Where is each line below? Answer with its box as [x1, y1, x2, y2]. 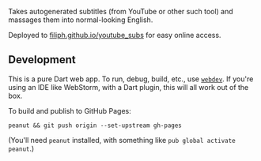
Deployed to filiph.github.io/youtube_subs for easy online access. [8, 31, 221, 39]
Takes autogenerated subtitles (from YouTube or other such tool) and [8, 7, 233, 16]
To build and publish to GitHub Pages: [8, 106, 132, 115]
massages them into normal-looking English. [8, 15, 153, 24]
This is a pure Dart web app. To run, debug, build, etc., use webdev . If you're [8, 74, 254, 84]
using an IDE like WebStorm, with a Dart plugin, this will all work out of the [8, 82, 249, 92]
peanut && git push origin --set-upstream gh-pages [8, 122, 182, 129]
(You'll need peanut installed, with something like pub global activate [8, 135, 236, 144]
